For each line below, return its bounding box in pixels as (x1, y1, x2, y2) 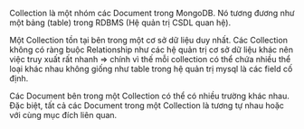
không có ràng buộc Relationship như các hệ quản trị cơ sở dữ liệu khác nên (9, 44, 294, 55)
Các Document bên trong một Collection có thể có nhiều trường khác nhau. (9, 90, 290, 101)
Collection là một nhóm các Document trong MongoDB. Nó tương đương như (9, 8, 295, 18)
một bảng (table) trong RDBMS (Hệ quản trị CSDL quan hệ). (9, 17, 232, 28)
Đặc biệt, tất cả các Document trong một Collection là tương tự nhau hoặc (9, 100, 285, 111)
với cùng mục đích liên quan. (9, 110, 118, 120)
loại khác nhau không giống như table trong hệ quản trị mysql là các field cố (9, 63, 293, 74)
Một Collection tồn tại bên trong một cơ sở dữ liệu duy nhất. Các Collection (9, 35, 288, 45)
